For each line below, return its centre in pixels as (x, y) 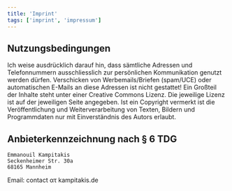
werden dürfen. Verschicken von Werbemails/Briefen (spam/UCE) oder (109, 80)
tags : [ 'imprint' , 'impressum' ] (54, 20)
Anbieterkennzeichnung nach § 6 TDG (92, 139)
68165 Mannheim (29, 167)
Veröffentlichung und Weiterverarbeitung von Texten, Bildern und (101, 109)
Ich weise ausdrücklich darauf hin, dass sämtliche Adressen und (100, 65)
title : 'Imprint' (32, 14)
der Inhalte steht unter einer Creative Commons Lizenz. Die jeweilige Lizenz (116, 95)
